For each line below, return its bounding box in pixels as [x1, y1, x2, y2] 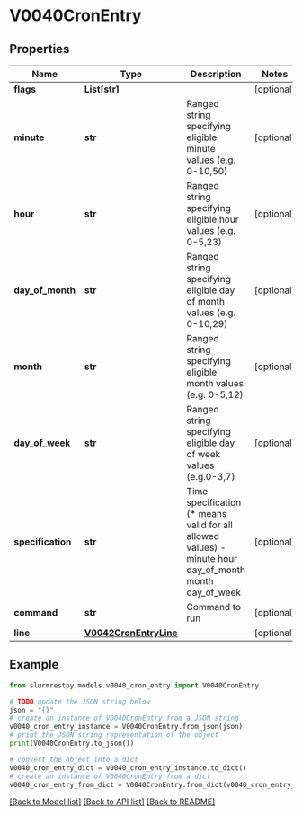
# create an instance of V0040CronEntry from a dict [9, 772, 211, 781]
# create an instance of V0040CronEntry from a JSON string [9, 713, 240, 723]
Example [9, 657, 59, 672]
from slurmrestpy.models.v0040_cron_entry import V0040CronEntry [9, 680, 259, 690]
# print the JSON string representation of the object [9, 731, 219, 740]
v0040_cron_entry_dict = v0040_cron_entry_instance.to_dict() [9, 763, 247, 773]
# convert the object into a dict [9, 755, 139, 764]
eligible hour [186, 213, 239, 226]
